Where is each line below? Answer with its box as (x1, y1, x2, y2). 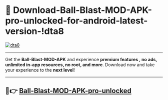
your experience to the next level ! (5, 67, 75, 73)
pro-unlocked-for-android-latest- (5, 15, 148, 26)
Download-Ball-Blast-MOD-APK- (13, 4, 152, 16)
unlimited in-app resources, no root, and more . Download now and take (5, 62, 155, 68)
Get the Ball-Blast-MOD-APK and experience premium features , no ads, (5, 56, 157, 62)
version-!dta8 (5, 26, 64, 37)
